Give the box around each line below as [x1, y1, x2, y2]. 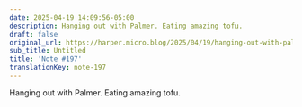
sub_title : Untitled [9, 46, 87, 55]
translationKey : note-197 [9, 63, 106, 72]
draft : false [9, 29, 58, 38]
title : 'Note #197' [9, 54, 83, 63]
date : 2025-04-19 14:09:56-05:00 [9, 12, 135, 22]
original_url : [9, 37, 63, 47]
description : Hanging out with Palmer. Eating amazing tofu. [9, 21, 244, 30]
